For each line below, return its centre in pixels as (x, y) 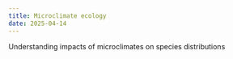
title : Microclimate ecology (57, 16)
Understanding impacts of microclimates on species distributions (117, 46)
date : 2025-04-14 (38, 23)
